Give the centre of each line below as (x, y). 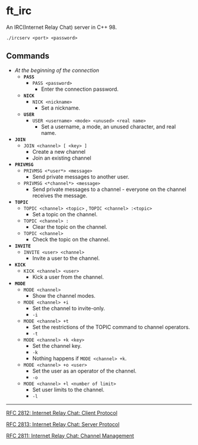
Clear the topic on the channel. (70, 227)
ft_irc (19, 11)
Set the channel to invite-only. (69, 308)
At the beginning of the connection (57, 70)
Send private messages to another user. (81, 177)
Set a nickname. (61, 108)
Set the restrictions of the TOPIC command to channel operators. (111, 327)
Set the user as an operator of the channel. (84, 371)
